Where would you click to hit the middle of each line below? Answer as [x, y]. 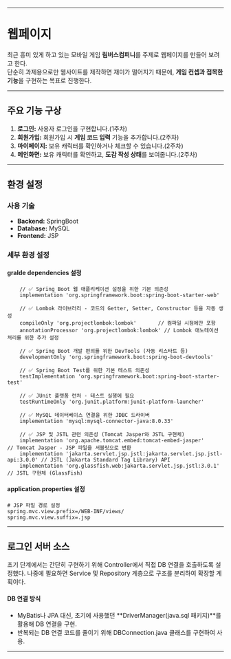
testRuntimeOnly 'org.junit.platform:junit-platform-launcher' [112, 402]
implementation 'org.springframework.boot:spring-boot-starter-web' [120, 295]
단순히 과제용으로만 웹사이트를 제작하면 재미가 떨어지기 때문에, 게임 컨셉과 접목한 [115, 72]
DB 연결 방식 [24, 598]
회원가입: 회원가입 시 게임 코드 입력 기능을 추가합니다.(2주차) [98, 137]
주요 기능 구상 [34, 111]
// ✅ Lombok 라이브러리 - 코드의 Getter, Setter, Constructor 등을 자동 [118, 308]
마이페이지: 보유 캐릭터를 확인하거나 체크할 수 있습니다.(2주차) [100, 146]
